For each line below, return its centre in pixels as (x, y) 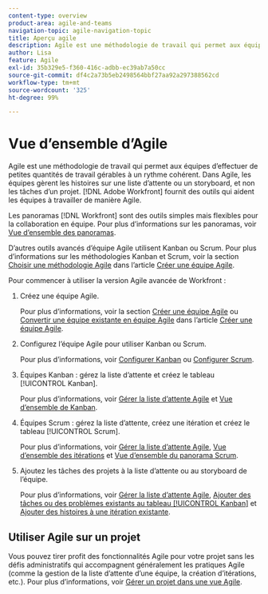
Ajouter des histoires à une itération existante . (95, 512)
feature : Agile (33, 61)
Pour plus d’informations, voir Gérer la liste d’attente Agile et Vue (126, 399)
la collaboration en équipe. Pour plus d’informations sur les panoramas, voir (132, 224)
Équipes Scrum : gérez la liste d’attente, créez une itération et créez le (135, 423)
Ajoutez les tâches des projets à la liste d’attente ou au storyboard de (133, 471)
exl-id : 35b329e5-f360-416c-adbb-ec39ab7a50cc (87, 68)
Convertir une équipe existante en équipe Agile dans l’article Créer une (136, 320)
